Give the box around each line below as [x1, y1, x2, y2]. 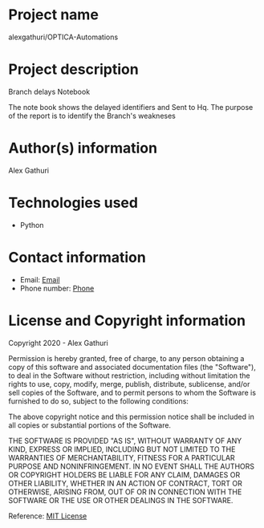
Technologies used [8, 194, 139, 212]
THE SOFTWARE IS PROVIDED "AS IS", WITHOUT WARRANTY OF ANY [8, 436, 242, 445]
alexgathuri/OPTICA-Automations [8, 32, 119, 42]
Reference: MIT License [8, 511, 87, 521]
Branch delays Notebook [8, 87, 91, 96]
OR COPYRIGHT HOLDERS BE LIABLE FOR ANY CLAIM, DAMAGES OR [8, 469, 241, 479]
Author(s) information [8, 139, 158, 157]
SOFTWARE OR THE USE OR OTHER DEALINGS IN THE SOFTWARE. [8, 495, 234, 505]
